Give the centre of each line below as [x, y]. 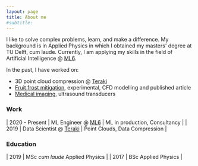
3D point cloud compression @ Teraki [61, 81]
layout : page [22, 12]
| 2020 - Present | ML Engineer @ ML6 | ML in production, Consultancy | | [97, 122]
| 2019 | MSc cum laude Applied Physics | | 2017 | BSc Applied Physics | [94, 157]
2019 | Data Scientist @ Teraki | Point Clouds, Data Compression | [87, 129]
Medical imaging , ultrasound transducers [65, 94]
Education [21, 144]
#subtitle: [20, 23]
